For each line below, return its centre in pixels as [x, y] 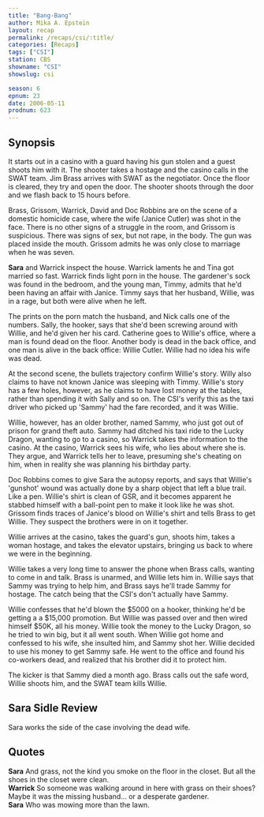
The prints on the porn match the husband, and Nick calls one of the [119, 316]
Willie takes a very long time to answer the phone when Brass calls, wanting [131, 568]
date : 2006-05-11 [37, 103]
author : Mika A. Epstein [49, 23]
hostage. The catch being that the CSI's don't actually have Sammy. [118, 594]
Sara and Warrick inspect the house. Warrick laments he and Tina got [121, 267]
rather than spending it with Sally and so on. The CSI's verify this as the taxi [131, 399]
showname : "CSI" [35, 67]
